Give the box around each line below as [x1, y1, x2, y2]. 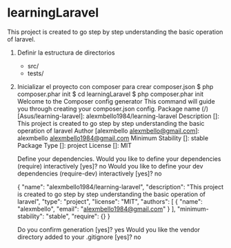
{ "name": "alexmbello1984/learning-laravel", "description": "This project [17, 182, 224, 191]
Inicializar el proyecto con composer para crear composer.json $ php [17, 82, 214, 90]
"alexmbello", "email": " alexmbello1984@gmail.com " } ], [17, 204, 176, 213]
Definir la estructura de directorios [17, 48, 115, 57]
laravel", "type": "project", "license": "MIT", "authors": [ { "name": [17, 197, 203, 205]
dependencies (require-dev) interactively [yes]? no [17, 169, 162, 178]
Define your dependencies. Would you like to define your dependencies [17, 154, 221, 163]
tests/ [27, 69, 44, 77]
